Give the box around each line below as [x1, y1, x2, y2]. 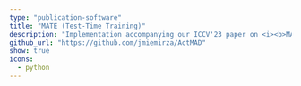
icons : [9, 55, 34, 64]
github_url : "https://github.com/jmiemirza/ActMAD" [9, 38, 206, 47]
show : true [9, 47, 50, 56]
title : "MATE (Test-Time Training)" [9, 21, 146, 30]
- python [17, 64, 50, 73]
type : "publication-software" [9, 13, 123, 22]
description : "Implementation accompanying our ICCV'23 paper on [9, 30, 258, 39]
